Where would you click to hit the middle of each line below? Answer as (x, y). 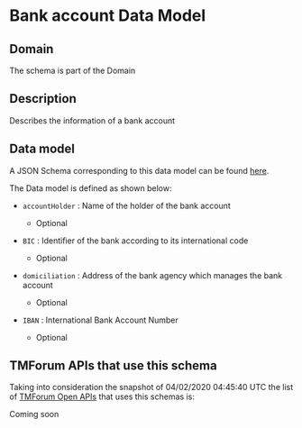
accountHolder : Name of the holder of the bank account (127, 205)
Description (43, 99)
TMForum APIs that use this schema (114, 366)
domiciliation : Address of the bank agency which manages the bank (152, 275)
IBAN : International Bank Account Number (100, 320)
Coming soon (34, 414)
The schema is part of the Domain (73, 70)
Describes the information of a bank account (92, 120)
